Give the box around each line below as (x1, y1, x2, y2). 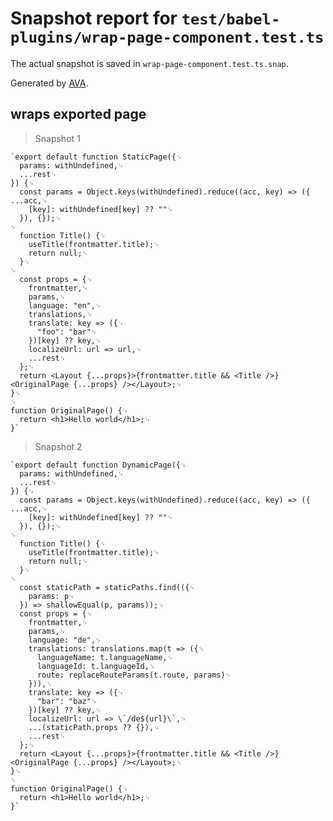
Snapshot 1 (34, 132, 81, 144)
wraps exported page (10, 106, 147, 123)
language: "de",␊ (28, 635, 102, 645)
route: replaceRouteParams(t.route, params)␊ (36, 670, 232, 680)
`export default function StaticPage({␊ (10, 152, 183, 162)
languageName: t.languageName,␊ (36, 652, 174, 662)
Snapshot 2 (34, 440, 83, 452)
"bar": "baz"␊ (36, 696, 98, 706)
